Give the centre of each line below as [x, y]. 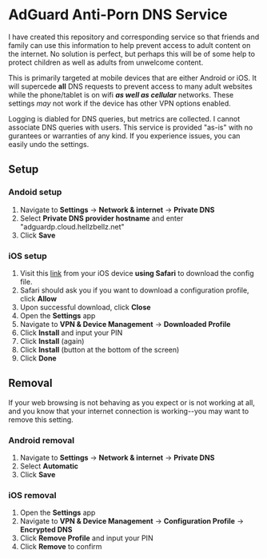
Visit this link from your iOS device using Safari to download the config [137, 273]
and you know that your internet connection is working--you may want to [129, 411]
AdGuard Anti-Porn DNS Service [118, 15]
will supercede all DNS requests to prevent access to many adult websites [131, 86]
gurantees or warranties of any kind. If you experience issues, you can [124, 136]
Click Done [38, 358]
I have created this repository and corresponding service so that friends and [134, 37]
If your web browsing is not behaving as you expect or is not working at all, [132, 402]
